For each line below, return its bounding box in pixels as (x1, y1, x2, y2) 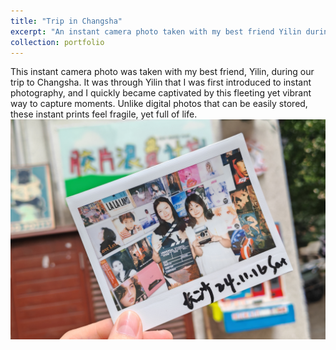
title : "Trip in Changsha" (10, 16, 123, 26)
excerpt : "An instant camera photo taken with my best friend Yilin (10, 26, 302, 37)
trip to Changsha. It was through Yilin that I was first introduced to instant (10, 76, 312, 89)
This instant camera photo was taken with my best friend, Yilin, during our (10, 66, 315, 78)
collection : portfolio (10, 37, 105, 47)
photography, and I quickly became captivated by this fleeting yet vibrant (10, 87, 312, 99)
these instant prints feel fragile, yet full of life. (10, 108, 198, 120)
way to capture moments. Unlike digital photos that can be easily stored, (10, 98, 308, 110)
